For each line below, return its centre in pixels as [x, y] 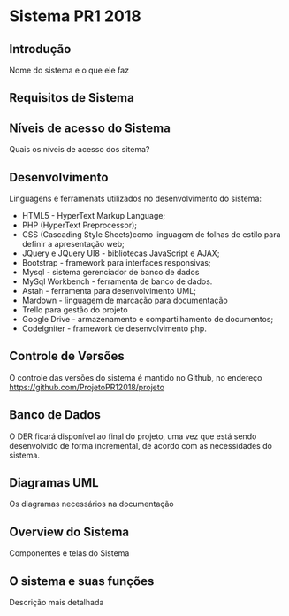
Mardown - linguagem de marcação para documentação [125, 300]
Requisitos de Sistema [72, 98]
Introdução [40, 49]
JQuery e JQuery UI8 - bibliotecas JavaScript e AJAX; [121, 253]
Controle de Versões [67, 356]
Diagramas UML [54, 483]
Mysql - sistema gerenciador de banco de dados [110, 273]
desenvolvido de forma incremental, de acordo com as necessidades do [141, 445]
